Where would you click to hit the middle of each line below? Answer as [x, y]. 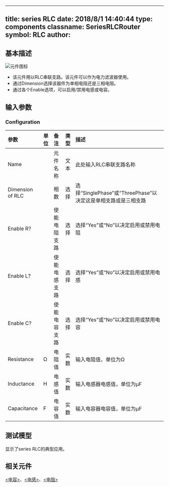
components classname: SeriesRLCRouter [73, 27]
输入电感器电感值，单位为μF [109, 384]
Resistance [21, 359]
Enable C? [20, 323]
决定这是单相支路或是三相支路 [111, 200]
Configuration [23, 122]
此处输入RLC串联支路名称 [105, 165]
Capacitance [23, 408]
